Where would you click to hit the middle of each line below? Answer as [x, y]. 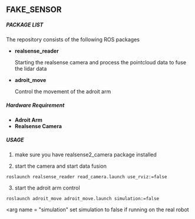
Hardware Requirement [35, 105]
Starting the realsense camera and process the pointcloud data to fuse [100, 63]
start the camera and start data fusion [61, 166]
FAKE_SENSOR [34, 10]
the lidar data [31, 69]
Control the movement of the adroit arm [63, 91]
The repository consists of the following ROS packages [73, 40]
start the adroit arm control [47, 188]
